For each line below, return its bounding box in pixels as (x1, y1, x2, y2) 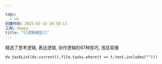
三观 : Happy (5, 25, 28, 30)
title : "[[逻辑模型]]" (5, 30, 49, 35)
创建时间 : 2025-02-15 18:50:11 (5, 21, 67, 26)
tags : (5, 11, 16, 16)
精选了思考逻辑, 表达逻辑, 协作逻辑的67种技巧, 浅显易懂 (5, 44, 119, 50)
